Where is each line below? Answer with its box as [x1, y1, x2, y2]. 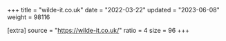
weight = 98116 [7, 13, 50, 21]
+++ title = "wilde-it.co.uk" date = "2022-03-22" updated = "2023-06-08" [7, 6, 220, 14]
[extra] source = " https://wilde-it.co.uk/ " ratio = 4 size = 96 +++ [7, 27, 190, 34]
